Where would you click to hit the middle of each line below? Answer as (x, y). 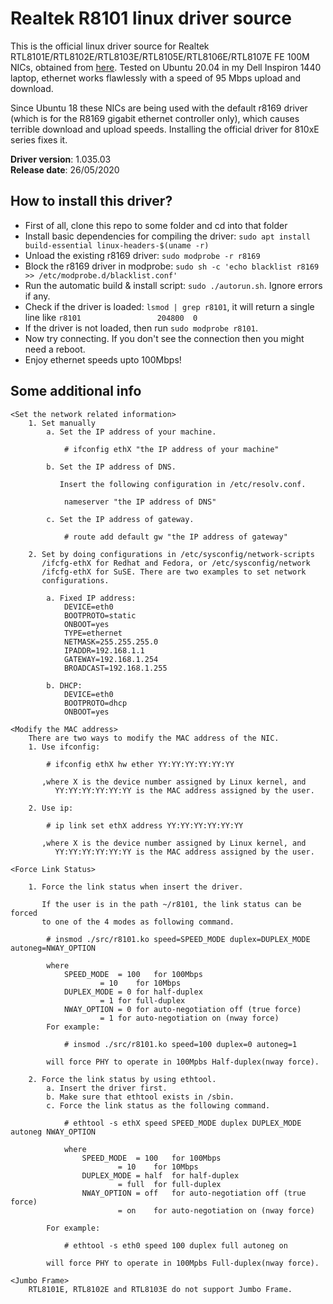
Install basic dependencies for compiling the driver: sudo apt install (167, 236)
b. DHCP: (64, 685)
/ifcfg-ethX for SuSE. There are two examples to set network (174, 572)
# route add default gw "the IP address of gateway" (175, 537)
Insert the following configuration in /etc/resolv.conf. (183, 484)
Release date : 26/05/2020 (65, 169)
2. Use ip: (51, 808)
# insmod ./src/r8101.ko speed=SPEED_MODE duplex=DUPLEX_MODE (178, 939)
